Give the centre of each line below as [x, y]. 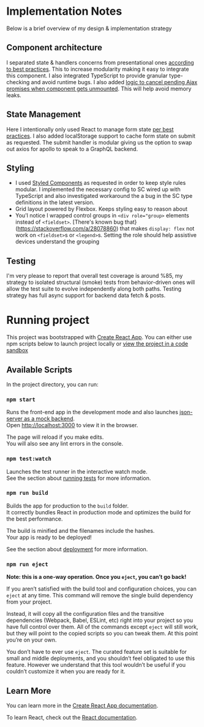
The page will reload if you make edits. [55, 437]
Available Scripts [39, 370]
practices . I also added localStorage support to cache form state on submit [101, 136]
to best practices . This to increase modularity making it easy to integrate [98, 69]
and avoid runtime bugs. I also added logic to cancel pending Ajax [114, 82]
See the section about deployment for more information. [77, 549]
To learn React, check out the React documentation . [72, 717]
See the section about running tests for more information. [79, 478]
